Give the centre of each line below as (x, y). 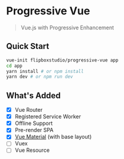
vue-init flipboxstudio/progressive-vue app (62, 60)
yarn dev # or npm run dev (40, 77)
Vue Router (29, 110)
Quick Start (28, 46)
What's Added (33, 95)
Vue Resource (32, 150)
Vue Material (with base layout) (53, 137)
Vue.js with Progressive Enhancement (67, 27)
